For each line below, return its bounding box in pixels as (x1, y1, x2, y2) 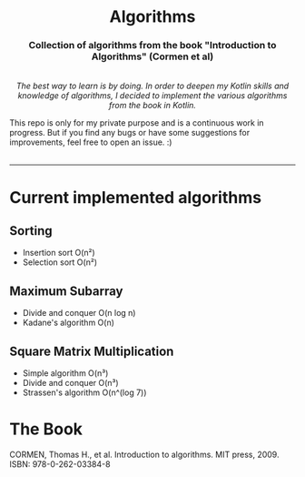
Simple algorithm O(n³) (22, 368, 109, 379)
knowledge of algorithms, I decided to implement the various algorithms (17, 90, 288, 101)
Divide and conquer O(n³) (22, 378, 120, 389)
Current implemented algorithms (9, 187, 261, 208)
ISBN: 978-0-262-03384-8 (9, 459, 111, 470)
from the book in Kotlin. (108, 100, 197, 111)
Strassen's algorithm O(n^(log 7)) (22, 387, 147, 398)
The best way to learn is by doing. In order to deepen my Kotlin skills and (15, 80, 290, 92)
